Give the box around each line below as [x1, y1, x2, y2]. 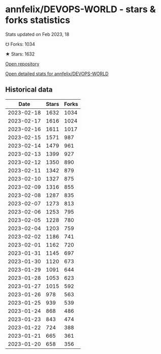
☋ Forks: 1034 [5, 41, 36, 47]
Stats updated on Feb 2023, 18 [5, 31, 70, 37]
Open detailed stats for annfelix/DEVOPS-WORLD [5, 70, 109, 77]
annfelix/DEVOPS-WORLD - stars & [5, 4, 156, 15]
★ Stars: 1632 [5, 51, 35, 57]
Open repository [5, 61, 40, 67]
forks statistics [5, 14, 70, 26]
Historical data [5, 85, 53, 94]
